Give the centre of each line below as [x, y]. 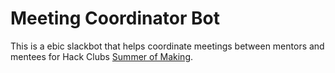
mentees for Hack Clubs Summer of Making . [102, 56]
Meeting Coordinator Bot [115, 18]
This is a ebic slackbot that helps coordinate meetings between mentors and [167, 46]
